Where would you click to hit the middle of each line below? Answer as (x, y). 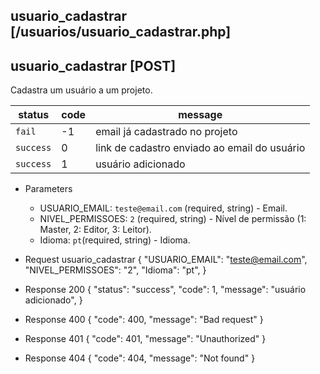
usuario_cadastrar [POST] (93, 65)
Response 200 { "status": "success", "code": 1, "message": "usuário (165, 290)
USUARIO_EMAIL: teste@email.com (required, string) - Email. (163, 208)
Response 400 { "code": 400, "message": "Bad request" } (144, 320)
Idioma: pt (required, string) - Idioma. (115, 240)
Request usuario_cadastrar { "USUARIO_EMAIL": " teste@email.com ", (166, 260)
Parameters (48, 189)
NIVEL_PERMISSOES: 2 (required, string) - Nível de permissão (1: (173, 219)
